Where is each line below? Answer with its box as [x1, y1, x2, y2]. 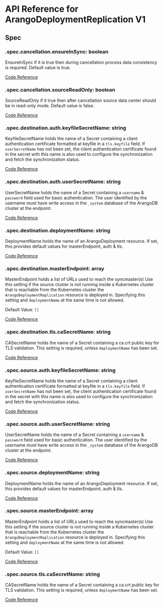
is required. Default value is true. [5, 64, 71, 70]
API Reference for [5, 3, 79, 15]
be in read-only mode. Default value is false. [5, 103, 94, 109]
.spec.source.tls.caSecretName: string [5, 571, 100, 578]
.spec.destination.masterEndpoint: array [5, 265, 104, 272]
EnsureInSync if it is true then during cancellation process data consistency [5, 59, 158, 65]
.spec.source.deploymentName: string [5, 469, 100, 476]
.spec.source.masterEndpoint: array [5, 507, 94, 514]
